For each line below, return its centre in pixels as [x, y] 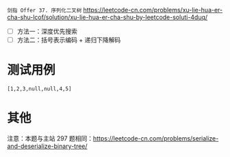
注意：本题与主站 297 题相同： [50, 138]
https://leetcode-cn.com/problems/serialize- [156, 138]
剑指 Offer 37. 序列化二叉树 [44, 10]
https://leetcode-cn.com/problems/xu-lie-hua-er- [153, 10]
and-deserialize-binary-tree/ [47, 146]
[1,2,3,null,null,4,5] [39, 89]
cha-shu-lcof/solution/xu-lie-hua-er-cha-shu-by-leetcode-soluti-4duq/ [107, 17]
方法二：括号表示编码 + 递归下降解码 [69, 40]
